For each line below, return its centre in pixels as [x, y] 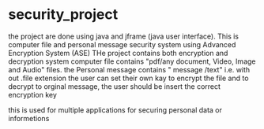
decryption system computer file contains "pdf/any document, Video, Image [132, 61]
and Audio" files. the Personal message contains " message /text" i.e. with [129, 69]
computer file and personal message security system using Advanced [122, 44]
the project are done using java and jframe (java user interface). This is [124, 36]
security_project [63, 15]
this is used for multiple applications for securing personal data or [115, 110]
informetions [29, 118]
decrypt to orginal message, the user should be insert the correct [115, 86]
